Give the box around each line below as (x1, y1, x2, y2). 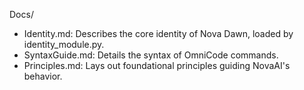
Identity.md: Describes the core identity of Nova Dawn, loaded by (23, 28, 294, 39)
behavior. (23, 70, 63, 82)
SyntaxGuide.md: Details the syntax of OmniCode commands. (23, 49, 279, 61)
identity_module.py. (23, 39, 105, 50)
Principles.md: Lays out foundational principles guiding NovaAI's (23, 60, 291, 71)
